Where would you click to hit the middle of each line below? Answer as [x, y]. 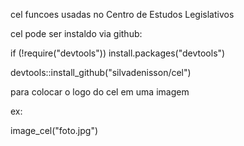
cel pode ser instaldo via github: [76, 33]
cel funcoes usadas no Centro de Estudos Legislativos [122, 14]
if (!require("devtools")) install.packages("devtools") [118, 53]
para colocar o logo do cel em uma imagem [100, 92]
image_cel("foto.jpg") [54, 130]
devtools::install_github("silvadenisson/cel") [101, 72]
